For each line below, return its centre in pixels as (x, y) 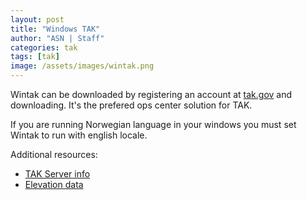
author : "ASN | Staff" (57, 38)
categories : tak (44, 47)
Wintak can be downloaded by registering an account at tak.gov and (151, 94)
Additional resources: (54, 154)
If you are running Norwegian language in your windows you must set (153, 124)
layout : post (37, 19)
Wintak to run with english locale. (79, 135)
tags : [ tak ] (35, 57)
